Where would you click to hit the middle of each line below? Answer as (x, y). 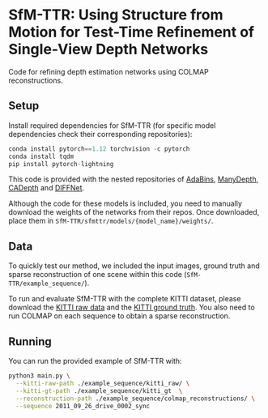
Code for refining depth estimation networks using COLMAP (108, 71)
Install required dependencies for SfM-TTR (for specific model (112, 125)
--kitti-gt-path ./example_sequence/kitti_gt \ (99, 390)
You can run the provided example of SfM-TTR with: (95, 361)
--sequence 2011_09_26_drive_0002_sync (83, 406)
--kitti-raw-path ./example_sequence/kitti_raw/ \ (103, 383)
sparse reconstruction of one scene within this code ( (98, 275)
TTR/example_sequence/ (47, 284)
